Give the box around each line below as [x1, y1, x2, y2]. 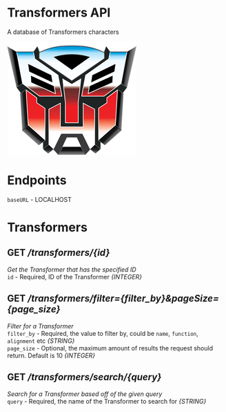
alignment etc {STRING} [7, 337, 75, 345]
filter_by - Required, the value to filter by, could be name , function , [7, 329, 198, 337]
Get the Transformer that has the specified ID [7, 265, 136, 274]
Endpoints [7, 173, 67, 188]
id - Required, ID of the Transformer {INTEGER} [7, 272, 143, 281]
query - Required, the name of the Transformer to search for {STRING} [7, 397, 207, 405]
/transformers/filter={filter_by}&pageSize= [27, 292, 219, 305]
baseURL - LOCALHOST [7, 195, 72, 203]
